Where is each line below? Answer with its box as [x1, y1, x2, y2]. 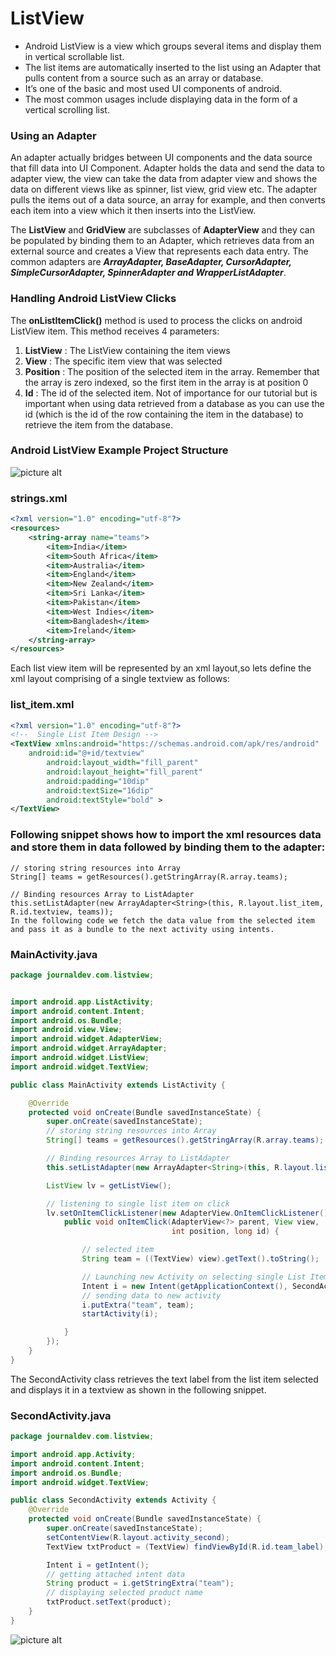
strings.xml [10, 491, 68, 505]
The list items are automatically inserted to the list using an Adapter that [24, 61, 322, 73]
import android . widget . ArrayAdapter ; [10, 1043, 168, 1054]
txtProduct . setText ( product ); [46, 1597, 172, 1607]
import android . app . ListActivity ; [10, 997, 155, 1007]
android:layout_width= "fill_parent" [46, 758, 199, 768]
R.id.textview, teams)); [10, 907, 114, 917]
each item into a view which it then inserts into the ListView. [10, 205, 257, 217]
